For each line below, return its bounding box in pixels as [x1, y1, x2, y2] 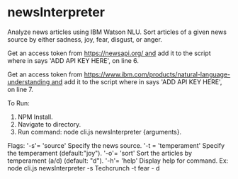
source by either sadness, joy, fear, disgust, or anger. [7, 35, 163, 43]
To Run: [7, 98, 30, 107]
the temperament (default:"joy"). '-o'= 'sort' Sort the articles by [7, 149, 193, 157]
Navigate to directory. [17, 120, 81, 128]
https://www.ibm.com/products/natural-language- [84, 70, 231, 79]
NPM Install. [17, 112, 53, 121]
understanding [7, 77, 50, 86]
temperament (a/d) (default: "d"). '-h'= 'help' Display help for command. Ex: [7, 156, 229, 165]
